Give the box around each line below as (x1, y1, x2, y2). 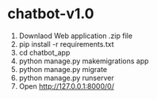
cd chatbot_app (18, 48, 71, 57)
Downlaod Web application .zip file (18, 31, 132, 40)
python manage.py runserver (18, 73, 114, 82)
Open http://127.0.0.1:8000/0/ (18, 81, 114, 91)
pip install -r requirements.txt (18, 39, 114, 48)
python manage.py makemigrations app (18, 56, 149, 66)
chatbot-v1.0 (7, 5, 94, 23)
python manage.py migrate (18, 64, 108, 74)
